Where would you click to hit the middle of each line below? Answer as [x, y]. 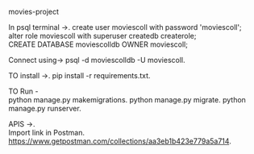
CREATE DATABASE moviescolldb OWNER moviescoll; [98, 44]
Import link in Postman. [46, 133]
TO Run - [23, 91]
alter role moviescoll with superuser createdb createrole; [102, 36]
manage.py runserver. [45, 108]
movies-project [33, 12]
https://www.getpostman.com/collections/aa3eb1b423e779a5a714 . [120, 141]
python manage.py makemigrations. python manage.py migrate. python [127, 100]
